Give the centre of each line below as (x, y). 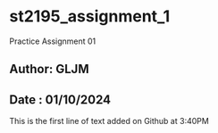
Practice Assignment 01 (53, 41)
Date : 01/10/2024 (60, 100)
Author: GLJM (49, 69)
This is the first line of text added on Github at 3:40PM (109, 121)
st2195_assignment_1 (90, 17)
